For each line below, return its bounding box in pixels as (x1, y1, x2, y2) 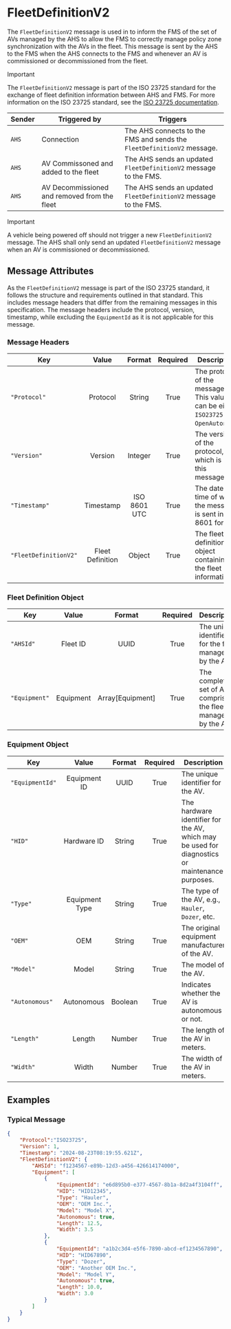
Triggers (157, 114, 187, 124)
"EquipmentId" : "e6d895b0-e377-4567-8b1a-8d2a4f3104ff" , (56, 1181, 223, 1189)
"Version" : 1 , (19, 1143, 60, 1150)
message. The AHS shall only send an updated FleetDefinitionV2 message (7, 238, 221, 246)
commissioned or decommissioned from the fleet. (7, 56, 148, 65)
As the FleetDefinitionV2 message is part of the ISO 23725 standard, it (7, 283, 210, 292)
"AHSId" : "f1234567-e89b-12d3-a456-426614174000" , (32, 1162, 180, 1169)
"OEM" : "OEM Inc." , (56, 1200, 112, 1207)
